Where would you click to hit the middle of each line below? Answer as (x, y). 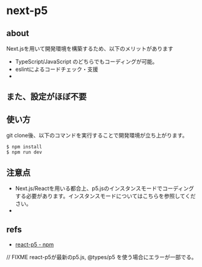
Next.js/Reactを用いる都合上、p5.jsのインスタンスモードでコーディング (104, 188)
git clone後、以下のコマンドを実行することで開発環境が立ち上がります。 (97, 136)
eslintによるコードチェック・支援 (57, 69)
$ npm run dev (24, 152)
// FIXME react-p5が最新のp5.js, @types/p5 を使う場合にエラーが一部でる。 (102, 257)
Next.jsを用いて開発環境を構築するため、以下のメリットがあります (90, 49)
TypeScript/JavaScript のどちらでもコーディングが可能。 (86, 61)
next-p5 (27, 11)
